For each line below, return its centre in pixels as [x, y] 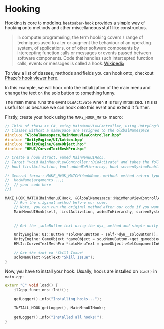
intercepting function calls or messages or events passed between [84, 53]
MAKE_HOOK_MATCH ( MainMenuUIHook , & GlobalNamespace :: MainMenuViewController [84, 198]
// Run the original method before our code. [61, 203]
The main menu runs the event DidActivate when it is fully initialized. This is [81, 102]
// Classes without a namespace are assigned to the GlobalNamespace [77, 130]
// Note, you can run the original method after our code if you [82, 207]
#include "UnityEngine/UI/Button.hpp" [44, 140]
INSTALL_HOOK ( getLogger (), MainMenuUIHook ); [60, 308]
